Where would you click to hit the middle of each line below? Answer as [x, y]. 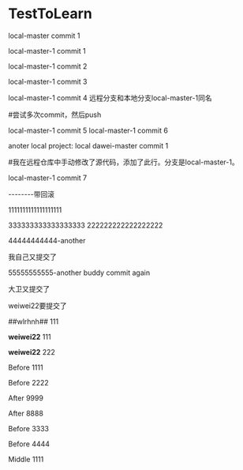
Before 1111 [26, 367]
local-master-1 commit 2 [48, 66]
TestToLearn [50, 14]
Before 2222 [28, 382]
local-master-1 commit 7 [48, 178]
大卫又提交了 [29, 288]
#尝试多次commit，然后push [55, 115]
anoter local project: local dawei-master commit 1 [88, 145]
